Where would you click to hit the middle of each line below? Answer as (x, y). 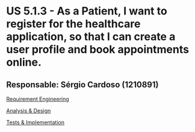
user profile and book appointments (98, 50)
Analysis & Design (29, 111)
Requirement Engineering (38, 99)
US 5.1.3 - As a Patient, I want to (87, 11)
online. (24, 62)
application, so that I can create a (91, 37)
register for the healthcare (73, 24)
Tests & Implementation (36, 122)
